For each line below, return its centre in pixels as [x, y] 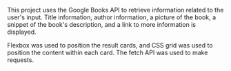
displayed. [22, 32]
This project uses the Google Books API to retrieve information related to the [115, 10]
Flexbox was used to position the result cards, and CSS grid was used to [110, 45]
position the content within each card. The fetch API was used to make [108, 52]
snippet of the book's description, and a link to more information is [102, 24]
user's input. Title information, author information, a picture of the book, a [111, 17]
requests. [21, 60]
